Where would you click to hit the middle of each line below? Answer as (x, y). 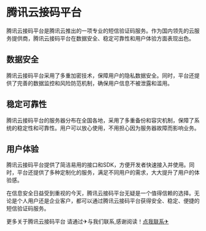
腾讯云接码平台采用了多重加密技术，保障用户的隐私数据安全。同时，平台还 (100, 75)
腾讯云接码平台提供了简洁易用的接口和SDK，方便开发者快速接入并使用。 (98, 165)
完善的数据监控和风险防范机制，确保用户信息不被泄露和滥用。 (95, 83)
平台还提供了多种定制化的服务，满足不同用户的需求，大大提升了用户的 (105, 173)
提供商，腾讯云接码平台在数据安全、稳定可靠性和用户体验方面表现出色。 (103, 38)
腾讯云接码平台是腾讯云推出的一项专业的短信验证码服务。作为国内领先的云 (100, 31)
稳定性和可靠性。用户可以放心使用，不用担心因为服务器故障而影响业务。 (108, 128)
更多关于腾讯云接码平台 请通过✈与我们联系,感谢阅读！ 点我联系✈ (88, 222)
